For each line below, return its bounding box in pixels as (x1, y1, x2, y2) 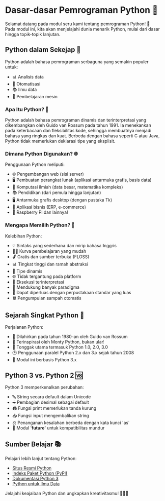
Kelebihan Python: (5, 233, 42, 239)
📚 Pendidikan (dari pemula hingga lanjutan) (12, 190, 102, 195)
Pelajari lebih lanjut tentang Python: (5, 456, 77, 462)
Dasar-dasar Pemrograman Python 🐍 (5, 4, 158, 16)
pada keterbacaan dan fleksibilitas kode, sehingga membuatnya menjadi (5, 128, 152, 134)
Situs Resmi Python (12, 465, 52, 471)
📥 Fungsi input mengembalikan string (12, 413, 89, 419)
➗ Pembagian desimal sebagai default (12, 399, 89, 405)
